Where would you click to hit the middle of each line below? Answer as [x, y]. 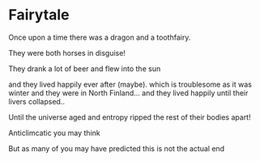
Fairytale [39, 15]
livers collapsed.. [36, 101]
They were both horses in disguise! [67, 53]
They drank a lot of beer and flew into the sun [85, 68]
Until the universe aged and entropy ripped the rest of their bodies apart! [130, 117]
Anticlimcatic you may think [54, 133]
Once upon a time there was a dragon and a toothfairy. [100, 37]
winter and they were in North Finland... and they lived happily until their [128, 93]
